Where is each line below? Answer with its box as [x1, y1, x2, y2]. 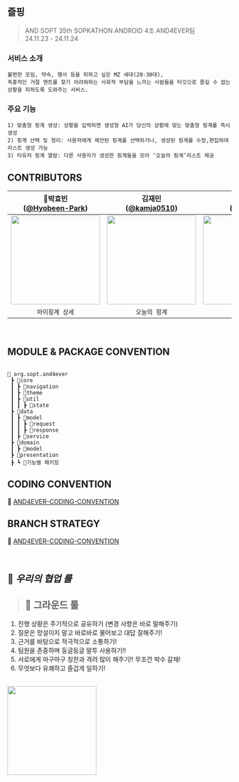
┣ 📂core [10, 377, 33, 385]
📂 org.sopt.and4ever [7, 371, 69, 378]
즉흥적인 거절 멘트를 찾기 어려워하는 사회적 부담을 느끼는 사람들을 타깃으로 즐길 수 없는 [7, 79, 231, 86]
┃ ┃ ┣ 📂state [10, 402, 50, 409]
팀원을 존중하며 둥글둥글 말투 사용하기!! [17, 646, 127, 655]
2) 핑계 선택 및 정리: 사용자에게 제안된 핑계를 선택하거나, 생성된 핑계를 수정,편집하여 [7, 137, 229, 144]
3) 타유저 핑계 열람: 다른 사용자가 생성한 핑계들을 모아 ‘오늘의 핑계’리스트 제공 [7, 152, 215, 159]
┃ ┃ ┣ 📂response [10, 427, 59, 434]
